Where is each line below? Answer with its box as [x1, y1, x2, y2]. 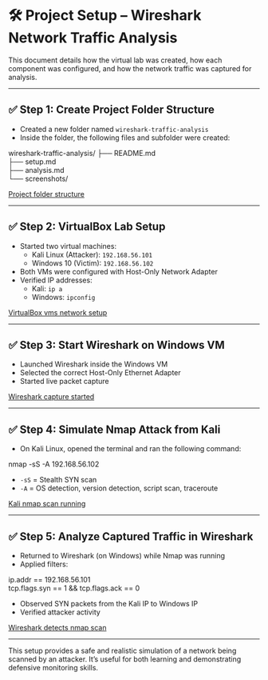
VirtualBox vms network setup [8, 307, 108, 317]
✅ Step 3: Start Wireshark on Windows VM [8, 338, 225, 352]
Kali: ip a [31, 283, 63, 293]
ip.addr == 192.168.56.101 [8, 575, 91, 584]
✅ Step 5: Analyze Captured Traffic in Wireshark [8, 530, 254, 543]
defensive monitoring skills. [8, 663, 98, 672]
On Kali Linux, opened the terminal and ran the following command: [19, 444, 242, 454]
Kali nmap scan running [8, 499, 86, 509]
